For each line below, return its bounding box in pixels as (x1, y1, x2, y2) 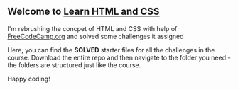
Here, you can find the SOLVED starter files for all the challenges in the (7, 45, 215, 54)
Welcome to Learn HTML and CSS (7, 6, 160, 18)
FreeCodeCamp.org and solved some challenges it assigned (7, 32, 184, 40)
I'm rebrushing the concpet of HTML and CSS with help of (7, 24, 178, 33)
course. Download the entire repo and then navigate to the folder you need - (7, 53, 231, 62)
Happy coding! (7, 74, 51, 83)
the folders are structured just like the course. (7, 60, 141, 69)
